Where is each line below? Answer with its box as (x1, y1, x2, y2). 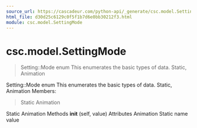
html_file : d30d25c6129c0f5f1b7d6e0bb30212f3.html (6, 14, 133, 20)
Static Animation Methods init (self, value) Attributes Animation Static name (6, 110, 188, 117)
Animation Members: (6, 88, 57, 95)
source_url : (6, 8, 35, 15)
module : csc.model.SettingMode (6, 19, 83, 25)
